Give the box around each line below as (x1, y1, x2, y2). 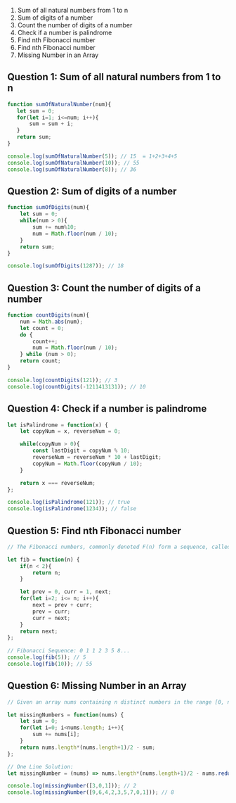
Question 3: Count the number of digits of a (7, 282, 202, 294)
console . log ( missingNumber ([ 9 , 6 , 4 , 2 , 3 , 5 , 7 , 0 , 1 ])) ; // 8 (7, 789, 174, 796)
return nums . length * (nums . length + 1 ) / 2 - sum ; (20, 744, 156, 751)
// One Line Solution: (7, 763, 74, 770)
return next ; (20, 628, 58, 635)
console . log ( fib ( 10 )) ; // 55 (7, 660, 93, 667)
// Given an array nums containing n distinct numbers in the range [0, (7, 698, 225, 706)
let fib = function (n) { (7, 556, 80, 563)
